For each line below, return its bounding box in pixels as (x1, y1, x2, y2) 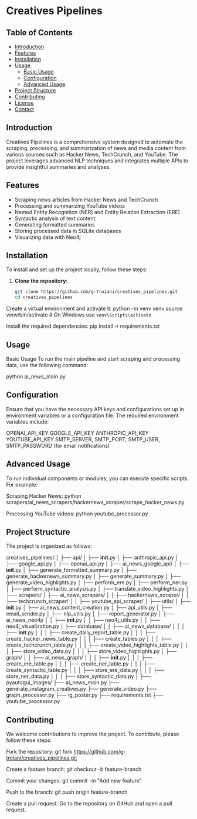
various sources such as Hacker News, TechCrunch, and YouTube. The (6, 151, 178, 158)
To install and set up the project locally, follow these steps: (6, 266, 148, 273)
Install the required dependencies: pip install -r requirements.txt (6, 322, 160, 330)
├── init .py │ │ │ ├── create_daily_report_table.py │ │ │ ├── (6, 629, 156, 636)
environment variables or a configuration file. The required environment (6, 412, 179, 419)
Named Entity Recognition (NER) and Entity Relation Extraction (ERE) (14, 208, 181, 215)
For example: (6, 481, 38, 488)
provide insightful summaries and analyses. (6, 163, 111, 170)
